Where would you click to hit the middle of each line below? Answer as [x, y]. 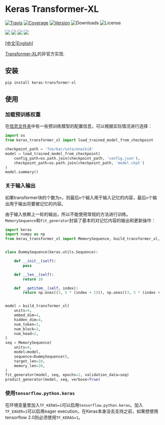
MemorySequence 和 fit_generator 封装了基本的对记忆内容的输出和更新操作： [81, 220]
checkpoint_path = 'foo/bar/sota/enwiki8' [49, 149]
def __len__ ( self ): [34, 275]
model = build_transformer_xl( [37, 306]
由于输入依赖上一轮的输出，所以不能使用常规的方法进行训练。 [68, 214]
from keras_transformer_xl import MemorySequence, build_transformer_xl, [83, 239]
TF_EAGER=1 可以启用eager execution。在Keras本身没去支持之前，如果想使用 [82, 411]
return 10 [33, 279]
